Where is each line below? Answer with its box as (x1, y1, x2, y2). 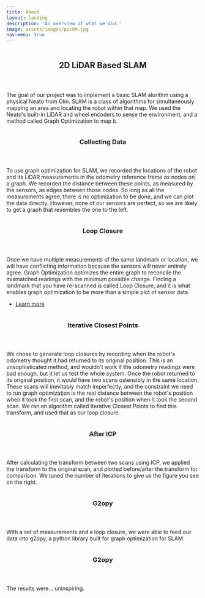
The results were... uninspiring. (6, 584, 84, 592)
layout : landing (6, 15, 48, 21)
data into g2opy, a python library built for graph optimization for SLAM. (6, 535, 185, 542)
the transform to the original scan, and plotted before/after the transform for (6, 465, 198, 473)
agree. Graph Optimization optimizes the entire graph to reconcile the (6, 269, 182, 276)
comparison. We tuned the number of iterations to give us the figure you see (6, 472, 199, 480)
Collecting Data (79, 138, 127, 146)
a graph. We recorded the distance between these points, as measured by (6, 180, 193, 187)
